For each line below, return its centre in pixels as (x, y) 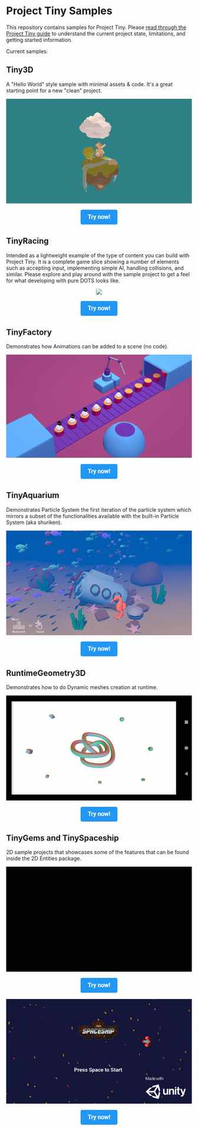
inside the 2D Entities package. (44, 858)
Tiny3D (20, 70)
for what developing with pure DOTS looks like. (63, 280)
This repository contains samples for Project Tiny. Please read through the (96, 27)
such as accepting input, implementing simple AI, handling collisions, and (95, 268)
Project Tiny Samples (60, 11)
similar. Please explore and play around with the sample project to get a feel (98, 274)
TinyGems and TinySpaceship (62, 838)
